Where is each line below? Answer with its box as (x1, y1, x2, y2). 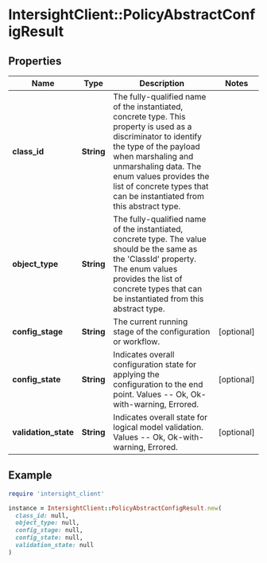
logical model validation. (113, 422, 204, 432)
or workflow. (113, 336, 161, 347)
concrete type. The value (113, 233, 207, 244)
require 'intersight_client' (8, 490, 105, 498)
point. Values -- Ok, (113, 389, 189, 400)
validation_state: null (15, 541, 94, 549)
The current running (113, 316, 188, 327)
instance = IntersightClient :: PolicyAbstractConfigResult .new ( (8, 504, 222, 512)
